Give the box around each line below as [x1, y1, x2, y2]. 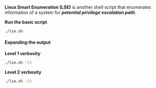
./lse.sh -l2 [4, 79, 32, 84]
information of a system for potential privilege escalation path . [4, 9, 136, 15]
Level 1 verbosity [4, 51, 41, 57]
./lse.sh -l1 [4, 60, 32, 65]
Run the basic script [4, 19, 47, 25]
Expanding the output [4, 39, 51, 45]
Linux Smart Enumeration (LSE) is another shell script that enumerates [4, 4, 151, 10]
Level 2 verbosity [4, 69, 42, 75]
